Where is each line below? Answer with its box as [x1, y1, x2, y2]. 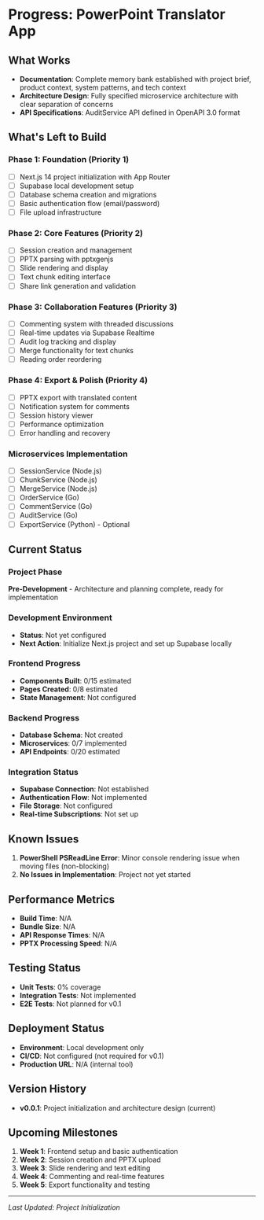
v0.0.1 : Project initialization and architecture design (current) [19, 1103, 216, 1112]
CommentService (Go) [19, 502, 93, 511]
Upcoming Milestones [8, 1126, 118, 1139]
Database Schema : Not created [19, 730, 123, 740]
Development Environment [8, 612, 112, 623]
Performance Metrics [8, 893, 115, 906]
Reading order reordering [19, 355, 102, 364]
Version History [8, 1082, 86, 1096]
